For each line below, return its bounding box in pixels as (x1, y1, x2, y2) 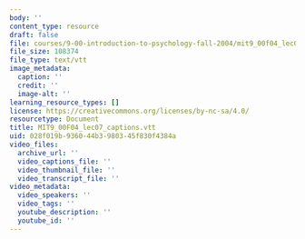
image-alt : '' (17, 89, 71, 98)
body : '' (9, 13, 43, 23)
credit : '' (17, 81, 59, 90)
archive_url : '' (17, 148, 79, 157)
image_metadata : (9, 65, 71, 74)
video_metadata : (9, 183, 71, 192)
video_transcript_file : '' (17, 174, 120, 183)
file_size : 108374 (9, 47, 79, 56)
